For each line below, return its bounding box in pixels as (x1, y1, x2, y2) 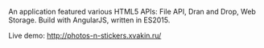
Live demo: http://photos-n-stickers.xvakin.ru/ (8, 31, 162, 40)
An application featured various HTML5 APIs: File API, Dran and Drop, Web (8, 7, 256, 16)
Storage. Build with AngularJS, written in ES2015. (8, 15, 171, 25)
